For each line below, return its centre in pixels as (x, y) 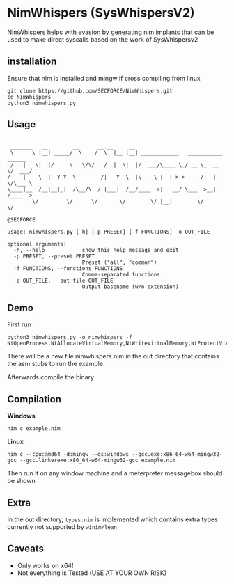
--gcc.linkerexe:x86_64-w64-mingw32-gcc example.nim (98, 461)
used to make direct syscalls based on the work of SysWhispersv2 (103, 39)
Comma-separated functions (121, 274)
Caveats (25, 549)
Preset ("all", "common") (119, 262)
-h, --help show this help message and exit (96, 250)
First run (19, 324)
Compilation (34, 399)
